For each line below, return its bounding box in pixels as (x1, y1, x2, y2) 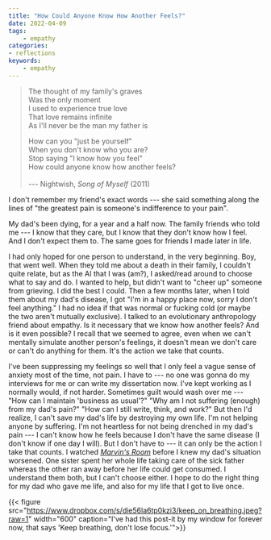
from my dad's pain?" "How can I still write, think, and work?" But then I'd (8, 404, 252, 413)
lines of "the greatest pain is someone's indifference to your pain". (8, 203, 228, 213)
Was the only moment (27, 94, 101, 105)
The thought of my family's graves (27, 86, 143, 96)
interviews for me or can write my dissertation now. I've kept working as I (8, 378, 252, 388)
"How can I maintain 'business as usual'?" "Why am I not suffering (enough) (8, 396, 261, 405)
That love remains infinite (27, 112, 113, 122)
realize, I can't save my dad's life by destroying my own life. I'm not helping (8, 413, 258, 422)
